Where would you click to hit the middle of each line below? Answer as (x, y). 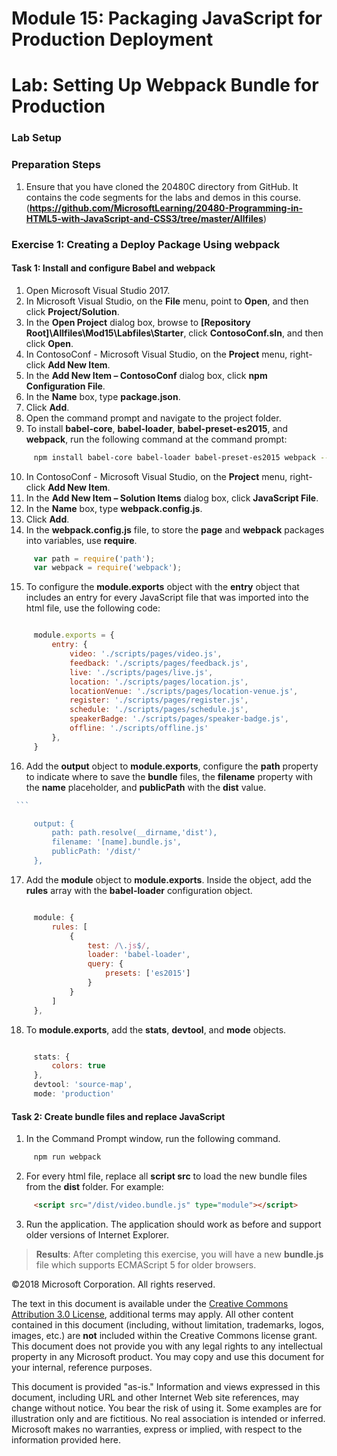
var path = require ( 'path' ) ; (94, 558)
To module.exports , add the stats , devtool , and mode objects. (156, 1029)
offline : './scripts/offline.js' (139, 728)
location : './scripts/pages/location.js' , (159, 682)
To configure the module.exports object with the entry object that (162, 587)
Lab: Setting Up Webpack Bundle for (165, 85)
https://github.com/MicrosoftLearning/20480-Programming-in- (166, 208)
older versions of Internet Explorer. (97, 1234)
